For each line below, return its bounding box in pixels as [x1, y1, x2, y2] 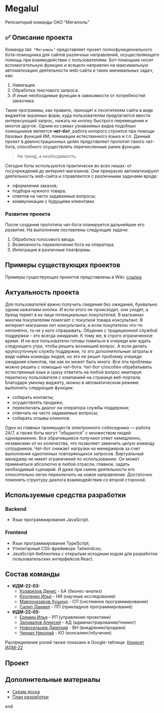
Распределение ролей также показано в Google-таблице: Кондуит [5, 639, 144, 645]
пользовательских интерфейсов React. [12, 555, 94, 562]
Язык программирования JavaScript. [12, 517, 90, 523]
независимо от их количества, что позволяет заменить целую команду [5, 440, 155, 446]
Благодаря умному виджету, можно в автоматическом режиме [5, 379, 139, 385]
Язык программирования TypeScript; [12, 540, 90, 546]
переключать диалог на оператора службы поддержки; [12, 404, 130, 410]
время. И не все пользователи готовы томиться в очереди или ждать [5, 338, 151, 343]
